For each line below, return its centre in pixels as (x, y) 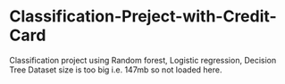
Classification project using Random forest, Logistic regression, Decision (143, 60)
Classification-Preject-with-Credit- (143, 17)
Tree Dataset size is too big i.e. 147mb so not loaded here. (116, 70)
